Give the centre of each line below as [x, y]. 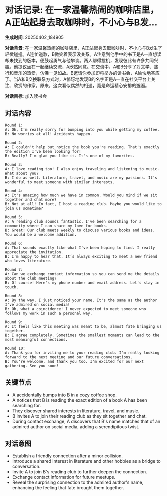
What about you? [22, 173]
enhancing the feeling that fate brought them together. [68, 488]
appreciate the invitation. [34, 252]
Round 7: [14, 270]
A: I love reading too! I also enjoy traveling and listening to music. [82, 169]
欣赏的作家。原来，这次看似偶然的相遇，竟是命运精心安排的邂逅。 [82, 85]
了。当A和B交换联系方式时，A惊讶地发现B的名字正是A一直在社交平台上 [78, 79]
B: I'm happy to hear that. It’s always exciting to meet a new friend [81, 256]
